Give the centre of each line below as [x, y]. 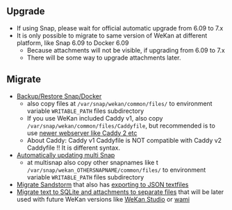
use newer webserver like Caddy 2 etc [82, 133]
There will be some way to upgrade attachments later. [104, 58]
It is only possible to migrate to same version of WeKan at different [112, 35]
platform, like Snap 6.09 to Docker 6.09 [73, 43]
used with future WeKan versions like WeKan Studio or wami [103, 199]
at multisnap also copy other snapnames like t [93, 162]
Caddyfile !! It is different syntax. [74, 148]
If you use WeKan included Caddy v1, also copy [95, 118]
